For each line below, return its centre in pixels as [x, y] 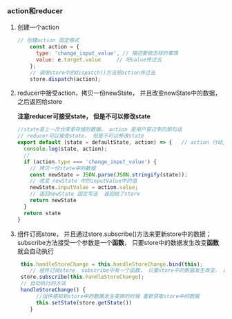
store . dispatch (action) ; [66, 79]
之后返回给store [40, 102]
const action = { [55, 47]
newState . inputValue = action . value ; [84, 188]
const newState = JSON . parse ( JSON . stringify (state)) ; [109, 174]
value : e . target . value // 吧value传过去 [99, 60]
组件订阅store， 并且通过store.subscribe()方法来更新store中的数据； [114, 234]
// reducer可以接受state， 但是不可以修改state [80, 136]
